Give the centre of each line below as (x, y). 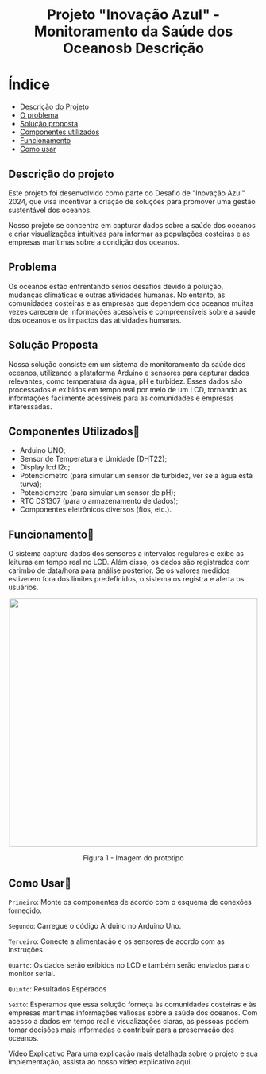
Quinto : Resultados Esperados (58, 989)
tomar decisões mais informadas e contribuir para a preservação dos (121, 1030)
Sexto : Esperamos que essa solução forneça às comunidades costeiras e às (132, 1004)
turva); (31, 484)
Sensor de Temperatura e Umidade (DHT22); (93, 459)
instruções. (27, 950)
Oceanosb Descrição (133, 48)
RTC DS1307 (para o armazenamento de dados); (99, 501)
